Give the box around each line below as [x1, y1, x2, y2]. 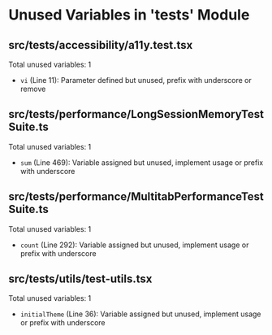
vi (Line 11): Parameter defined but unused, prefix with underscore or [19, 76, 252, 85]
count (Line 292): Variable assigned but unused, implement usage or [19, 240, 249, 250]
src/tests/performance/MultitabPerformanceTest [8, 189, 264, 204]
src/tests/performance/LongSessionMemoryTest [8, 107, 264, 121]
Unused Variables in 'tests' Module [8, 6, 250, 24]
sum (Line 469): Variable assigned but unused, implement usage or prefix [19, 157, 264, 167]
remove [19, 84, 46, 94]
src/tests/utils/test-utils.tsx [8, 272, 153, 286]
